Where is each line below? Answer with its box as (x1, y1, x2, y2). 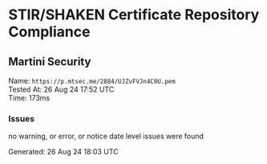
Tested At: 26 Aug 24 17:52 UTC (8, 84, 115, 94)
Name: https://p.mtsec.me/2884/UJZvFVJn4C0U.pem (8, 76, 176, 85)
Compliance (8, 23, 91, 41)
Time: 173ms (8, 93, 51, 102)
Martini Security (8, 55, 91, 68)
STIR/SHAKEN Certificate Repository (8, 6, 260, 24)
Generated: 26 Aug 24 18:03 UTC (8, 147, 119, 157)
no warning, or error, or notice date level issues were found (8, 131, 204, 141)
